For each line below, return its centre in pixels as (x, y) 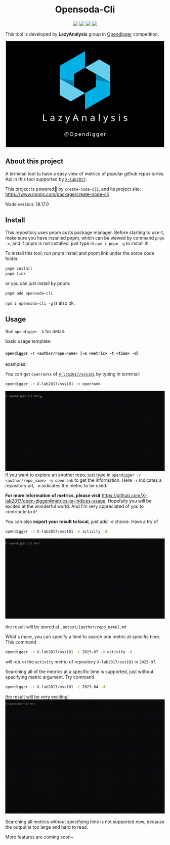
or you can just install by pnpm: (38, 283)
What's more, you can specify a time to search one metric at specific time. (83, 636)
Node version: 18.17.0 (27, 204)
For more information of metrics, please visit (53, 496)
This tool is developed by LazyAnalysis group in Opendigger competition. (82, 34)
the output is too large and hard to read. (47, 827)
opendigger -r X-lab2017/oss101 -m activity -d (56, 532)
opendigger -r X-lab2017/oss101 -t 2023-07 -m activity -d (69, 652)
